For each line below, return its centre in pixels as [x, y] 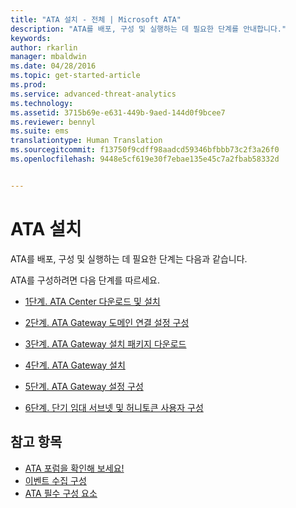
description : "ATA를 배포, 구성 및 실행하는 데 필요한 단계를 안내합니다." [148, 29]
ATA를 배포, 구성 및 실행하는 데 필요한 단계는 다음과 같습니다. [129, 258]
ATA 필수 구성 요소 [61, 493]
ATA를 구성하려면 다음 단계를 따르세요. [85, 280]
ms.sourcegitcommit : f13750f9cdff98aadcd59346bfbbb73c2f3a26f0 [145, 150]
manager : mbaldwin [48, 57]
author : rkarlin [44, 47]
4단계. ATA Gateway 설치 [75, 365]
